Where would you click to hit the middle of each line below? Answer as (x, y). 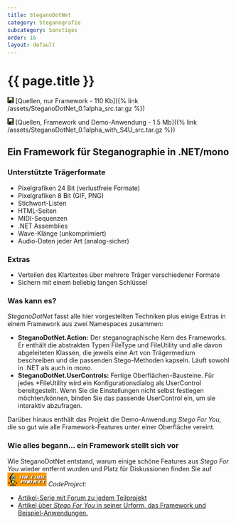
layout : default (31, 45)
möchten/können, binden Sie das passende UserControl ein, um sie (116, 398)
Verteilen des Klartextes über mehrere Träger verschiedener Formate (119, 275)
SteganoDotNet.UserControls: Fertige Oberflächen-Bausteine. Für (116, 376)
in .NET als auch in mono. (55, 368)
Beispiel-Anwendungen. (53, 513)
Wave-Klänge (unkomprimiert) (62, 233)
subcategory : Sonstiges (43, 30)
